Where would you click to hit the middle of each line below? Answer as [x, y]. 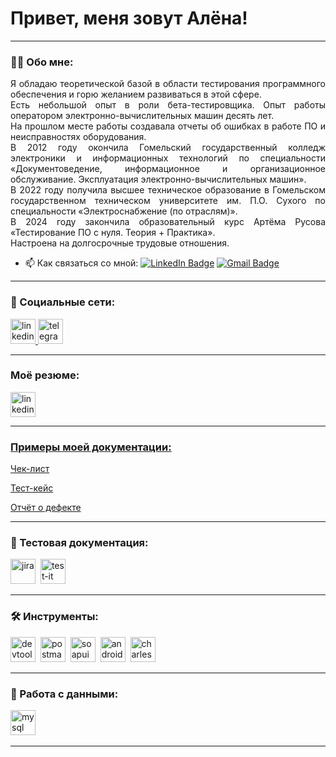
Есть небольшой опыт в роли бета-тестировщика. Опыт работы [168, 105]
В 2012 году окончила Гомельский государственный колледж [168, 148]
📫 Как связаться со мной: [81, 263]
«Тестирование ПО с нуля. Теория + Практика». [113, 233]
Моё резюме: [45, 375]
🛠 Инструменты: [54, 617]
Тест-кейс [32, 488]
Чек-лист [30, 469]
